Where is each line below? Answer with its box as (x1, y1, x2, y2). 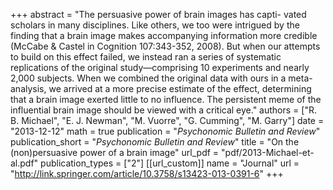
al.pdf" (10, 157, 39, 169)
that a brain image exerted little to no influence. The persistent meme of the (10, 94, 322, 105)
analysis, (10, 83, 47, 94)
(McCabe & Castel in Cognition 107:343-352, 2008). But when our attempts (10, 40, 321, 52)
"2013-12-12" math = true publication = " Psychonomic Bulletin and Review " (10, 125, 321, 137)
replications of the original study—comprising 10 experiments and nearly (10, 62, 310, 73)
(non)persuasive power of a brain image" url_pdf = (10, 147, 220, 158)
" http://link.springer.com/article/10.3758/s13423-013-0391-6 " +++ (10, 168, 284, 179)
